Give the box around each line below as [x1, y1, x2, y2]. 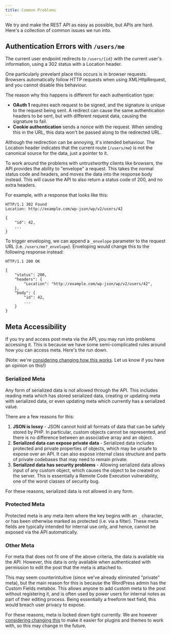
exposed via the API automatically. [5, 529, 79, 535]
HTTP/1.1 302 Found [5, 202, 47, 207]
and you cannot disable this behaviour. [5, 82, 87, 88]
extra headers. [5, 182, 36, 188]
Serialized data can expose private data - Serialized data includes [12, 439, 155, 446]
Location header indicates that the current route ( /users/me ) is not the [5, 145, 153, 151]
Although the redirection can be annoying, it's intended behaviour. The [5, 139, 155, 146]
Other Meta [5, 541, 34, 549]
